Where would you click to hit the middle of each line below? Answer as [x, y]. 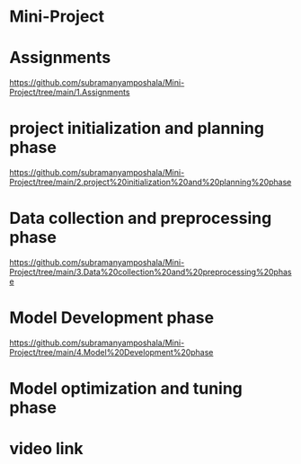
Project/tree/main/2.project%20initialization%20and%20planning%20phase [150, 183]
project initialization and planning [137, 129]
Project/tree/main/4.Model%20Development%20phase [111, 352]
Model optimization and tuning [126, 389]
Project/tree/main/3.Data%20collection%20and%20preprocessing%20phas [150, 272]
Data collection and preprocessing [141, 219]
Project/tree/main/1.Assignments [70, 93]
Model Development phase [111, 318]
